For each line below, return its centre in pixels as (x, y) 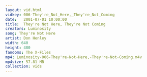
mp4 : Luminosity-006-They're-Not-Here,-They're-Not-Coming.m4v (74, 57)
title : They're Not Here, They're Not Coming (55, 24)
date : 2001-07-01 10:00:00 (36, 19)
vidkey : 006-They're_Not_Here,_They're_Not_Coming (60, 15)
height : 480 (18, 48)
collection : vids (24, 66)
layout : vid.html (24, 10)
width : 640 (17, 43)
